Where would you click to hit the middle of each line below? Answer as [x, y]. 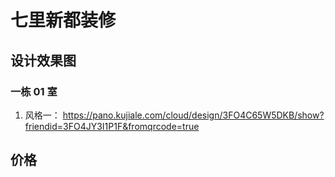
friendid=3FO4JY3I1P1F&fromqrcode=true [112, 126]
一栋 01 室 [34, 91]
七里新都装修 [63, 20]
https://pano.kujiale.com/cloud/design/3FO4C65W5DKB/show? [193, 115]
